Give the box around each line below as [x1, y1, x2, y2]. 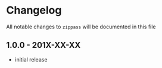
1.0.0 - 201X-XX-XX [6, 40, 81, 50]
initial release [14, 56, 48, 63]
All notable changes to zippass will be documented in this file [6, 23, 156, 30]
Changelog [6, 4, 62, 17]
